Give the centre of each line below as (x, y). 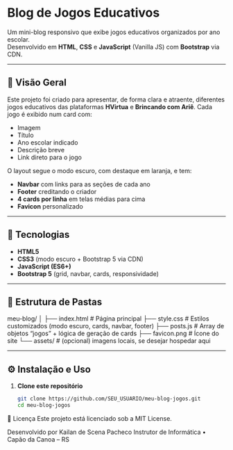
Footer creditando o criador (57, 191)
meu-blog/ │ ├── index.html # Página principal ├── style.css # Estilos (108, 319)
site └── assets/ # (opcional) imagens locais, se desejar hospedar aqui (109, 341)
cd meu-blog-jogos (44, 405)
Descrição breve (41, 150)
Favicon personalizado (50, 206)
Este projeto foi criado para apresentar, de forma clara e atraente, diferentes (116, 99)
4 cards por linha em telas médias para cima (81, 199)
